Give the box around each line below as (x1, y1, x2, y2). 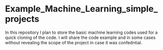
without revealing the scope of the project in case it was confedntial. (5, 39, 143, 45)
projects (5, 13, 40, 25)
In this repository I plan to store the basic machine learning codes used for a (5, 29, 158, 35)
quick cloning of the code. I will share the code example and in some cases (5, 35, 156, 40)
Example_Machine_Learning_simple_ (5, 3, 158, 14)
